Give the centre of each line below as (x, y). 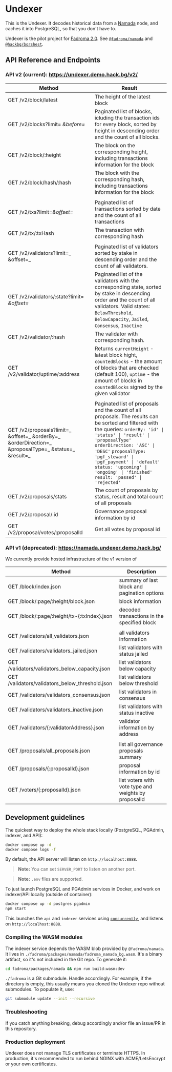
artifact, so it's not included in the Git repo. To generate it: (66, 959)
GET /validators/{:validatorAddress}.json (56, 727)
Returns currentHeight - (124, 348)
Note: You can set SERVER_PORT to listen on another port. (77, 869)
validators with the (117, 280)
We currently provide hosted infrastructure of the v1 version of (71, 559)
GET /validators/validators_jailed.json (53, 651)
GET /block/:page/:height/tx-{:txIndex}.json (60, 616)
